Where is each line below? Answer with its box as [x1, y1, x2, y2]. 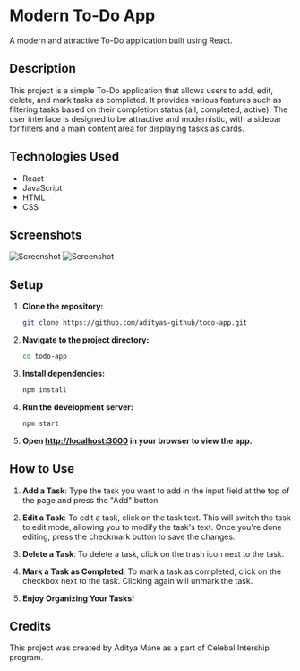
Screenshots [9, 227, 82, 242]
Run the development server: [21, 401, 134, 413]
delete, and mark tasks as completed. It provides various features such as [9, 94, 282, 105]
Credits [9, 618, 52, 633]
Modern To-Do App [9, 5, 156, 26]
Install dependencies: [21, 368, 106, 379]
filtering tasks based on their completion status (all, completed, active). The [9, 104, 288, 115]
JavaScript [21, 182, 63, 193]
